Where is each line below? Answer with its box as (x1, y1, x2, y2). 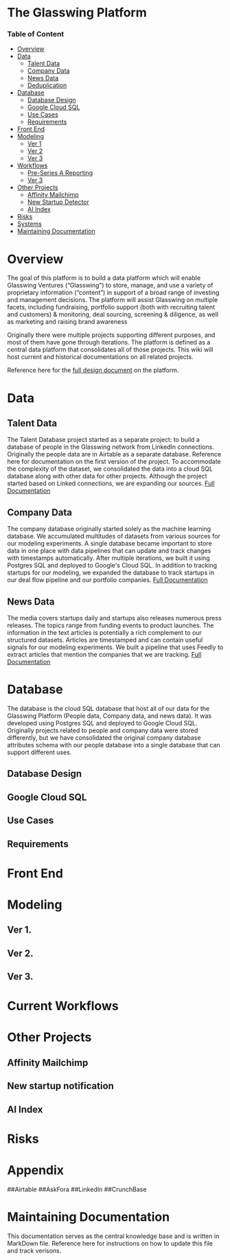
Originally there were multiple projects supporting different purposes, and (7, 331, 216, 339)
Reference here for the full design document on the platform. (7, 366, 179, 375)
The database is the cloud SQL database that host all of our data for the (7, 704, 210, 712)
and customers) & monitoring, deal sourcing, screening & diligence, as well (7, 310, 218, 318)
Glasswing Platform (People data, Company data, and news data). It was (7, 712, 211, 720)
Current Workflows (7, 999, 119, 1014)
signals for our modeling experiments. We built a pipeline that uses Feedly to (7, 643, 224, 651)
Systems (16, 220, 43, 228)
